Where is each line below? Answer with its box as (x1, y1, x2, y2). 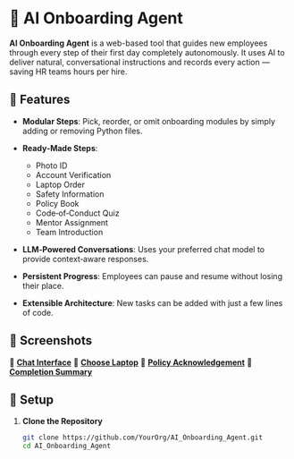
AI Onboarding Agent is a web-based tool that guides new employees (9, 38, 268, 48)
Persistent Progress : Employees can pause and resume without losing (21, 270, 283, 281)
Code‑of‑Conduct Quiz (35, 208, 120, 218)
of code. (21, 307, 54, 318)
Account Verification (35, 169, 112, 180)
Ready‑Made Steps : (21, 142, 98, 153)
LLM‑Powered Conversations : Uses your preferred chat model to (21, 243, 265, 254)
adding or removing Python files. (21, 125, 143, 136)
